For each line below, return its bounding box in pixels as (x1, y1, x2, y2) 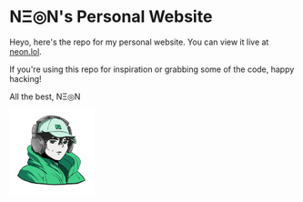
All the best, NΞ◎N (9, 91, 81, 102)
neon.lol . (9, 45, 43, 56)
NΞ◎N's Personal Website (9, 6, 213, 27)
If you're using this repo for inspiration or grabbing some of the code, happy (9, 64, 295, 75)
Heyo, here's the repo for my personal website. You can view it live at (9, 36, 269, 47)
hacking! (9, 73, 43, 84)
